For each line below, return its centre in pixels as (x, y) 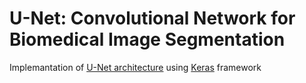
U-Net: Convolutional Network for (152, 18)
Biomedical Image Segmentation (147, 39)
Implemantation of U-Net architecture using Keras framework (135, 67)
